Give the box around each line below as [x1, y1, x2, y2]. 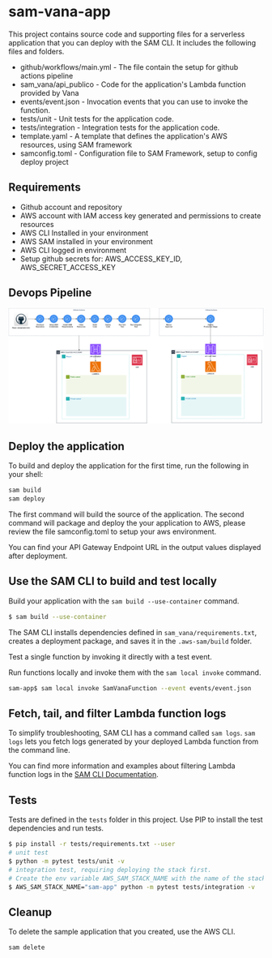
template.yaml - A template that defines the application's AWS [19, 131, 228, 140]
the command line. [8, 745, 70, 755]
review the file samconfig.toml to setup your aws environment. [8, 526, 217, 536]
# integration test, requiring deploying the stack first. [8, 866, 212, 874]
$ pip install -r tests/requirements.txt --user [8, 840, 176, 848]
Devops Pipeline [8, 286, 92, 300]
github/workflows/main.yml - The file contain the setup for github [19, 62, 239, 71]
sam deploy [8, 495, 45, 503]
